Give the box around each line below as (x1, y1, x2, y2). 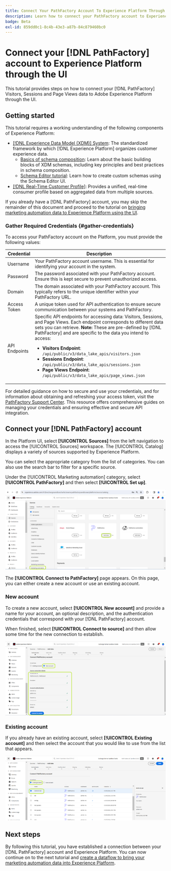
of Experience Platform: (5, 130, 55, 136)
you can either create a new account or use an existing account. (5, 581, 140, 587)
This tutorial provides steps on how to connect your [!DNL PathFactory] (5, 86, 155, 92)
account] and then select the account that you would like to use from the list (5, 740, 166, 746)
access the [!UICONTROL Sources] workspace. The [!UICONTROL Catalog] (5, 443, 164, 450)
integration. (5, 410, 30, 416)
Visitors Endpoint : (42, 345, 81, 352)
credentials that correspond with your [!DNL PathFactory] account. (5, 615, 146, 622)
